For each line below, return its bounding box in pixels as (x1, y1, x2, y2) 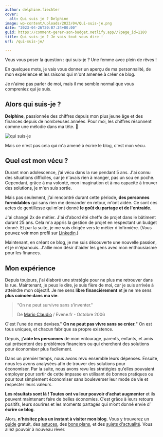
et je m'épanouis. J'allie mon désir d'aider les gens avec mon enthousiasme (5, 245, 157, 251)
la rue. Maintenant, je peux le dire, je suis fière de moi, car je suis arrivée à (5, 282, 154, 288)
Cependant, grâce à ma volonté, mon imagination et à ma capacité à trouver (5, 180, 158, 186)
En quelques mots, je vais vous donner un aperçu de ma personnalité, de (5, 66, 151, 72)
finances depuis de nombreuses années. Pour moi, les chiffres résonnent (5, 118, 152, 124)
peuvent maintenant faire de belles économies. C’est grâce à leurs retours (5, 396, 153, 402)
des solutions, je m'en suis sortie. (5, 185, 72, 191)
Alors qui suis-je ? (5, 100, 61, 109)
